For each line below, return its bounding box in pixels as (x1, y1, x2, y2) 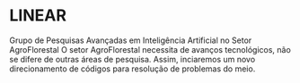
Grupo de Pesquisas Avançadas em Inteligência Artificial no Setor (9, 35, 252, 46)
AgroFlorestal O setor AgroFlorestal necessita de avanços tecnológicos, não (9, 44, 292, 54)
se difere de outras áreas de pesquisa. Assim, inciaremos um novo (9, 54, 256, 64)
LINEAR (9, 5, 67, 26)
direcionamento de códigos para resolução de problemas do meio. (9, 63, 256, 74)
